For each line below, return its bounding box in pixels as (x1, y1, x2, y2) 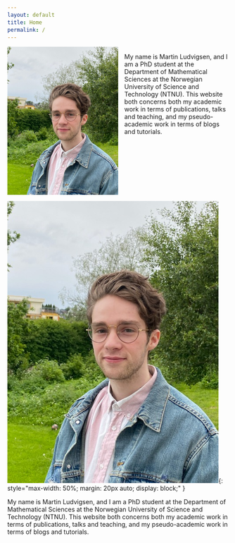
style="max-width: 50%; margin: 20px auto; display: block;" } (7, 484, 186, 493)
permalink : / (7, 26, 46, 33)
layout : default (7, 11, 55, 18)
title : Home (7, 18, 42, 26)
